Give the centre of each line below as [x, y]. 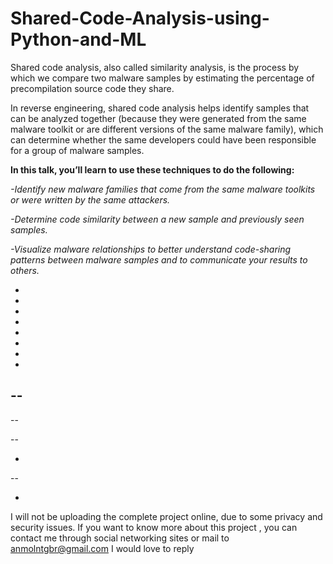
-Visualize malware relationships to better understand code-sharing [151, 249]
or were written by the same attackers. [90, 199]
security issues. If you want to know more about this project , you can [154, 527]
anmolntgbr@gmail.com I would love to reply [102, 548]
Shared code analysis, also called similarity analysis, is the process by [155, 67]
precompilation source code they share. [92, 88]
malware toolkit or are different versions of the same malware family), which [167, 129]
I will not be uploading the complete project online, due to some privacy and [166, 516]
